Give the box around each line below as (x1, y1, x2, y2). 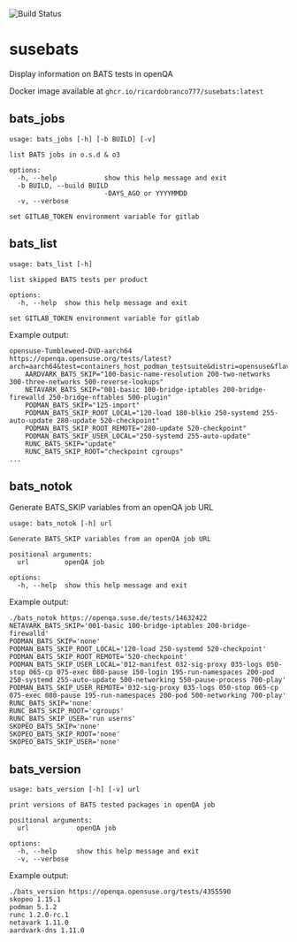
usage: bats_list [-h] (9, 259, 93, 269)
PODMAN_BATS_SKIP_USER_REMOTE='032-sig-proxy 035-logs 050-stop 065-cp (9, 684, 278, 693)
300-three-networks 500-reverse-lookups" (9, 377, 164, 387)
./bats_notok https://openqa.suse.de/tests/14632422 (9, 614, 208, 623)
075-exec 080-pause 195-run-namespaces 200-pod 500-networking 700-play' (9, 691, 287, 701)
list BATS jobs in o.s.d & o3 (9, 150, 121, 159)
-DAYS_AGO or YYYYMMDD (103, 188, 188, 198)
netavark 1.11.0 (9, 918, 69, 928)
